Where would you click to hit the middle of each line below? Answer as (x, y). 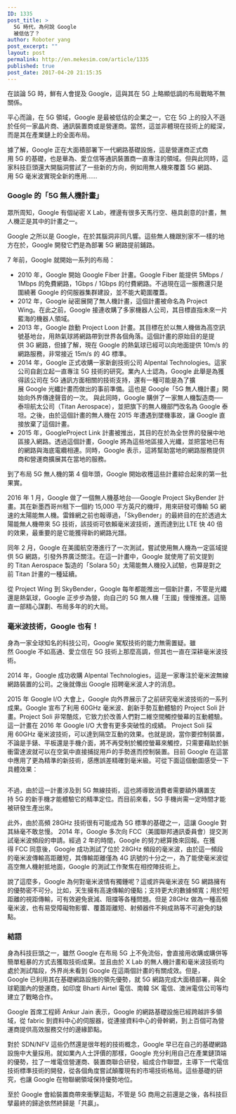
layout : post (26, 53)
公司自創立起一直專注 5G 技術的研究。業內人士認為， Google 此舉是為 (118, 371)
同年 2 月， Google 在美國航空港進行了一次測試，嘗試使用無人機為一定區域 (114, 548)
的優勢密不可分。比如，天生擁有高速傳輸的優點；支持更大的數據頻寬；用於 (115, 890)
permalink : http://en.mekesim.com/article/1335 (78, 60)
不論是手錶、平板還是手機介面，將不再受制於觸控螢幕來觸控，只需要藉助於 (115, 743)
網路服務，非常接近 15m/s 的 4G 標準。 (74, 353)
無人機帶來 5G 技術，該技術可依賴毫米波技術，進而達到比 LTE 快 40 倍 (121, 524)
